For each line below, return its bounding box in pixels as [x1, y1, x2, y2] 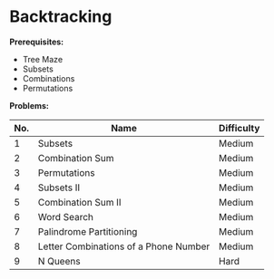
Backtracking [9, 6, 113, 27]
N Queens [37, 255, 81, 267]
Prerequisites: [9, 36, 64, 47]
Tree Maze [22, 53, 64, 64]
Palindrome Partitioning [37, 225, 138, 237]
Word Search [37, 210, 93, 223]
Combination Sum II [37, 196, 122, 208]
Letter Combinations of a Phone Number [37, 240, 210, 253]
